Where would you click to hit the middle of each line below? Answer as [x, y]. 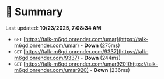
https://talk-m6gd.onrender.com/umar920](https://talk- [92, 64]
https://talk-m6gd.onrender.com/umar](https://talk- [87, 39]
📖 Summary [34, 12]
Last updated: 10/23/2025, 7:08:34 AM [53, 28]
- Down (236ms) [110, 70]
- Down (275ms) [100, 45]
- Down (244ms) [100, 58]
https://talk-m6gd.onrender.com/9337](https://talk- [87, 51]
